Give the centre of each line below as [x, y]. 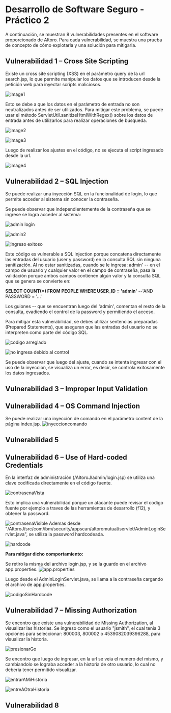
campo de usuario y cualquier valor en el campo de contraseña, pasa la [80, 270]
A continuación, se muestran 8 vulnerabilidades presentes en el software [82, 34]
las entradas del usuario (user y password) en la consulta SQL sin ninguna [83, 259]
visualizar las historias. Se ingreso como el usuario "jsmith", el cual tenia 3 [83, 628]
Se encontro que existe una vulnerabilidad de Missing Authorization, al [79, 623]
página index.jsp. [23, 424]
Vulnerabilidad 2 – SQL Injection [57, 181]
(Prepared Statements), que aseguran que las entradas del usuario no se [81, 327]
